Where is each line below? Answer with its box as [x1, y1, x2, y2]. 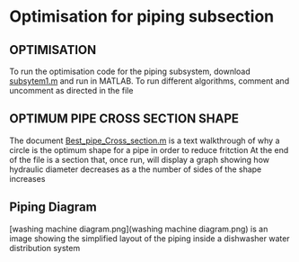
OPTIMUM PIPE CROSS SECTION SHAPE [9, 111, 240, 127]
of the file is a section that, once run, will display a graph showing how [9, 154, 269, 165]
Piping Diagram [9, 200, 97, 215]
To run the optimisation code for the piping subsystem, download [9, 66, 251, 77]
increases [9, 173, 46, 184]
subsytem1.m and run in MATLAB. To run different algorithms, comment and [9, 76, 290, 86]
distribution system [9, 242, 81, 253]
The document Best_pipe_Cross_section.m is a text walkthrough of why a [9, 135, 280, 146]
